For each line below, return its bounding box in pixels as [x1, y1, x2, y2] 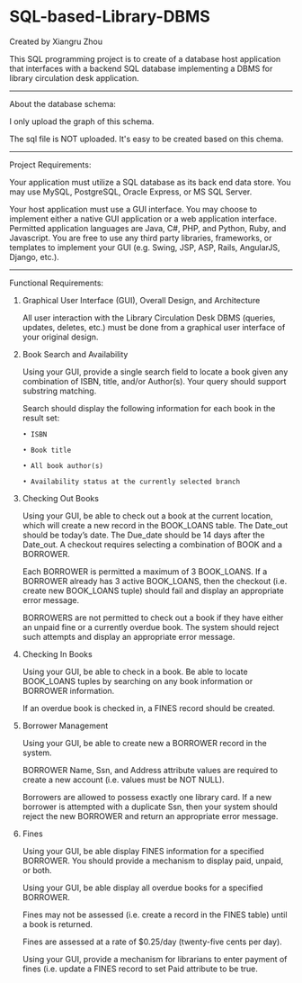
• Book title [22, 446, 72, 455]
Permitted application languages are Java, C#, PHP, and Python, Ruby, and [9, 222, 287, 233]
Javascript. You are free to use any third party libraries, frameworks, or [9, 232, 272, 243]
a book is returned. [22, 918, 93, 929]
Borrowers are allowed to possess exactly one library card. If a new [22, 791, 272, 802]
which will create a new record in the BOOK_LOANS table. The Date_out [22, 519, 289, 530]
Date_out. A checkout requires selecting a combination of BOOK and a [22, 538, 283, 550]
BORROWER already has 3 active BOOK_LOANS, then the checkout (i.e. [22, 575, 288, 586]
